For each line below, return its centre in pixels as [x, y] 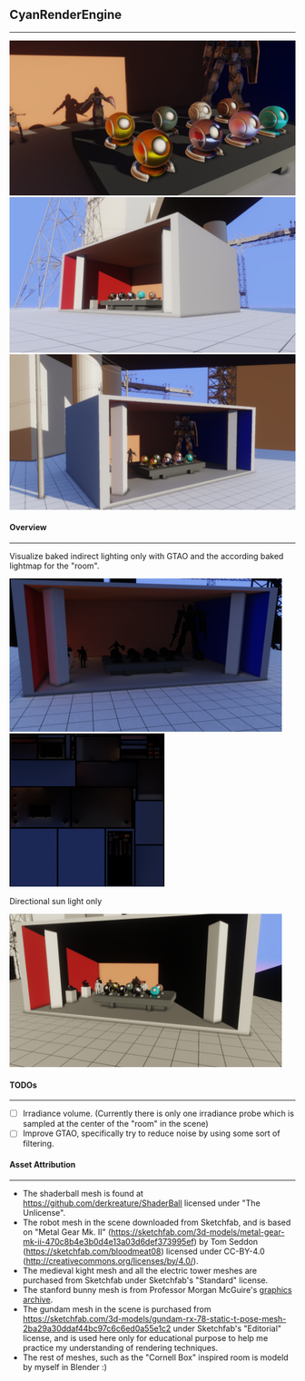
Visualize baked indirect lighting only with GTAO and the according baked [147, 556]
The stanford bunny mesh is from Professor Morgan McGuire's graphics [157, 1289]
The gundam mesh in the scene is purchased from [117, 1309]
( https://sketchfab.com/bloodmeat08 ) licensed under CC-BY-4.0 [143, 1251]
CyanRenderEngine [66, 15]
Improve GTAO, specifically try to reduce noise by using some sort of [151, 1133]
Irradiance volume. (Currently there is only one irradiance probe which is [158, 1114]
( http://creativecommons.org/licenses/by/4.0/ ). [110, 1260]
